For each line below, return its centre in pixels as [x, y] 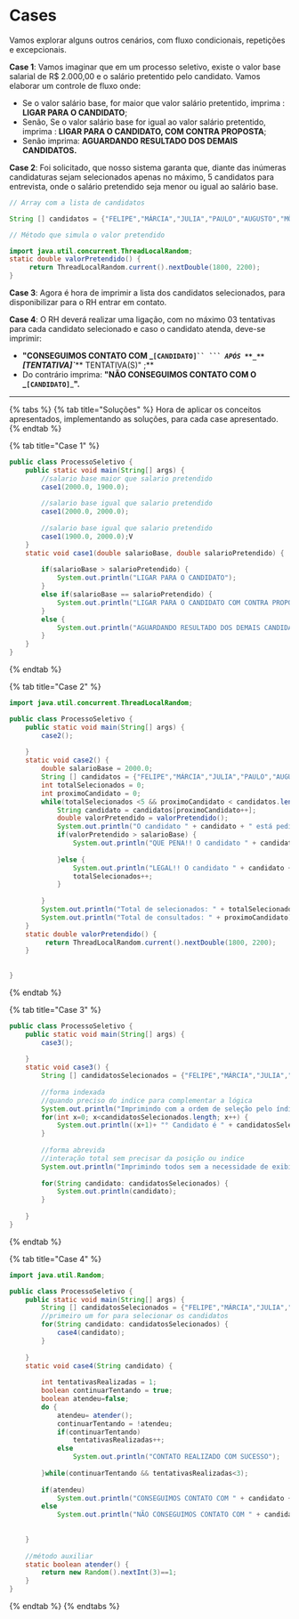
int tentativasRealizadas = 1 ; [99, 1382]
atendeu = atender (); [95, 1415]
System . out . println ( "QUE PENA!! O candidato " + [164, 843]
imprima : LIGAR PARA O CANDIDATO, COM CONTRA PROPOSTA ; [144, 131]
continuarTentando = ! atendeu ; [115, 1424]
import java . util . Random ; [57, 1275]
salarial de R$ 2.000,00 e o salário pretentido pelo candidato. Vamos [135, 76]
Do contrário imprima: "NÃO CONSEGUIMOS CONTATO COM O [139, 375]
